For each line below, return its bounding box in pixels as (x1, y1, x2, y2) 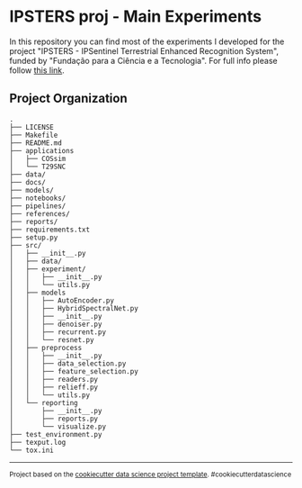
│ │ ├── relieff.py (9, 383, 99, 392)
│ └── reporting (9, 398, 78, 407)
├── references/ (9, 209, 70, 218)
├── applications (9, 146, 75, 155)
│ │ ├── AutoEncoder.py (9, 295, 115, 305)
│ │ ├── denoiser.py (9, 320, 102, 329)
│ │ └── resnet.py (9, 335, 94, 344)
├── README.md (9, 138, 63, 148)
